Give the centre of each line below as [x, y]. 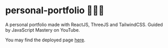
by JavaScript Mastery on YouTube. [43, 30]
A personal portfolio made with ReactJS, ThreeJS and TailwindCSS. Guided [84, 25]
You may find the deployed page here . [45, 40]
